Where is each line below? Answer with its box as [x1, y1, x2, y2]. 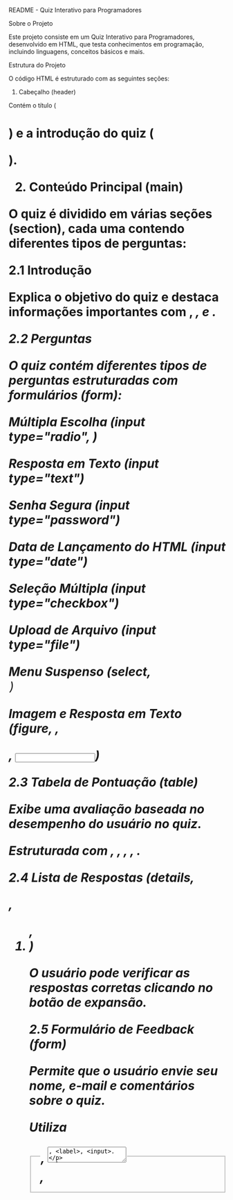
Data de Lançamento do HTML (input [8, 539, 226, 555]
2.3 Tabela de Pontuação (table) [8, 775, 198, 790]
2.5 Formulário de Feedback [28, 1022, 195, 1038]
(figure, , [8, 721, 59, 737]
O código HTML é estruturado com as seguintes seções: [8, 74, 169, 83]
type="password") [8, 513, 120, 528]
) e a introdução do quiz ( [8, 126, 154, 142]
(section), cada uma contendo [8, 221, 185, 237]
